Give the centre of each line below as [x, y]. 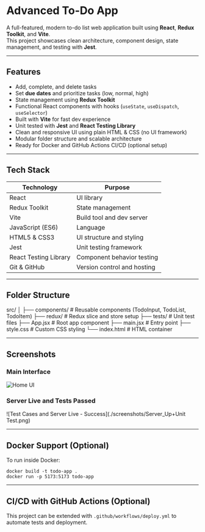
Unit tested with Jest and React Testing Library [75, 125]
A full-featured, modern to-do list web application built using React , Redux [100, 27]
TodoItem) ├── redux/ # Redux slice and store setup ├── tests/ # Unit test [101, 316]
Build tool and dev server [112, 217]
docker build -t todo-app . [42, 472]
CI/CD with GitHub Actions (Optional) [78, 501]
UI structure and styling [110, 237]
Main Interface [28, 371]
